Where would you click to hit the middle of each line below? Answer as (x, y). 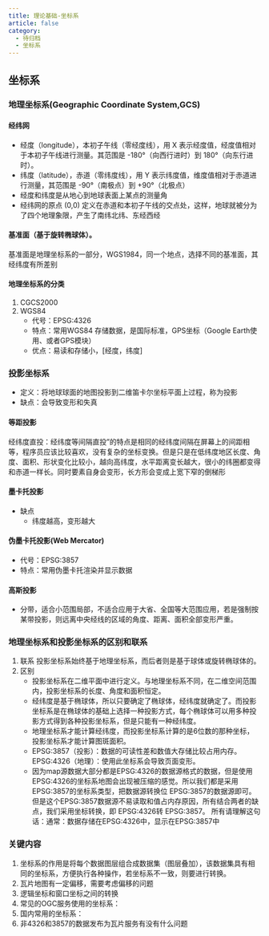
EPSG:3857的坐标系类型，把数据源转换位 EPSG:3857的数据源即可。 (144, 792)
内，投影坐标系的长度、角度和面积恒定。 (98, 691)
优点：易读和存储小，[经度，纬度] (87, 350)
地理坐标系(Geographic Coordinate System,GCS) (104, 105)
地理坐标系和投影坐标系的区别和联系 (78, 642)
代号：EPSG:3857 (49, 560)
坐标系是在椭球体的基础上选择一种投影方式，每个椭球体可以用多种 (141, 711)
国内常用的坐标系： (52, 913)
